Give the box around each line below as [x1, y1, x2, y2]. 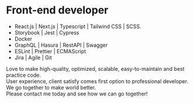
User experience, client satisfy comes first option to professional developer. [6, 77, 189, 85]
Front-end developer [6, 4, 109, 17]
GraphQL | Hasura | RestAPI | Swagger [14, 42, 108, 49]
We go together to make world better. [6, 84, 96, 91]
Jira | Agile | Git [14, 54, 52, 61]
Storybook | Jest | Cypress [14, 29, 79, 36]
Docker [14, 35, 33, 42]
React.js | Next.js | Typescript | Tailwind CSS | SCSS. [14, 23, 141, 30]
